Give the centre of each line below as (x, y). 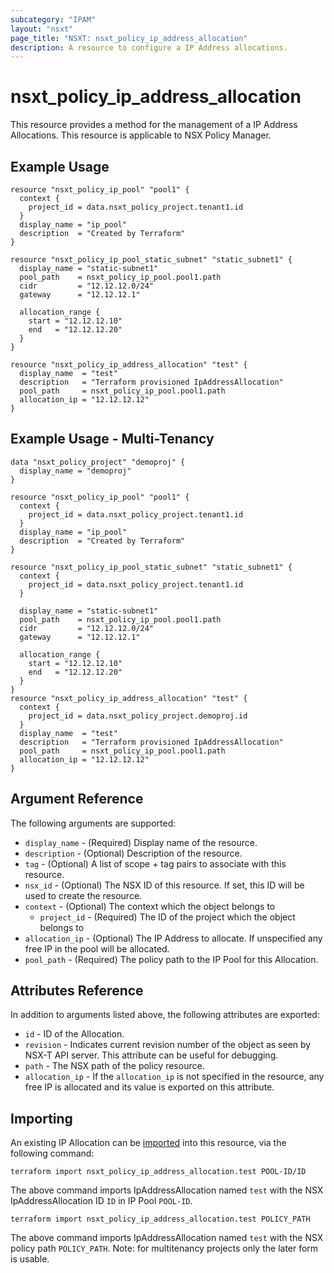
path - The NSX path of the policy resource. (114, 1066)
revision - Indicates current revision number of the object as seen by (168, 1045)
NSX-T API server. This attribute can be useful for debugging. (151, 1055)
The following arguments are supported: (93, 823)
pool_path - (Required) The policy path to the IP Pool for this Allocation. (171, 959)
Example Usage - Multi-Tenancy (112, 439)
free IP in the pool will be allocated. (97, 948)
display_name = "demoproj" (75, 471)
